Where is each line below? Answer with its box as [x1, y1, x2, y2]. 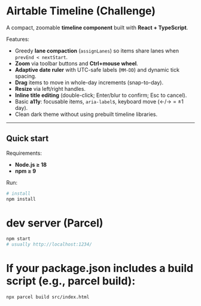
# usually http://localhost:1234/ [6, 241, 93, 247]
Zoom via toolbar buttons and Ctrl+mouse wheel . [14, 60, 139, 67]
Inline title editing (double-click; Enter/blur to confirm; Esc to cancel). [14, 91, 187, 99]
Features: [6, 35, 30, 42]
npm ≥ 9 [14, 167, 36, 175]
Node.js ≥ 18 [14, 161, 47, 168]
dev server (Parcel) [6, 216, 103, 229]
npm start [6, 236, 31, 242]
